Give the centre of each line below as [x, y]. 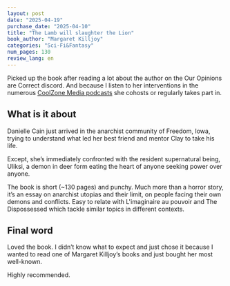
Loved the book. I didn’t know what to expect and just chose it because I [110, 247]
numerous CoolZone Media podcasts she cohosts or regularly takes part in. [115, 92]
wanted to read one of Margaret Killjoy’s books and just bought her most [110, 254]
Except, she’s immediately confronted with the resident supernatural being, [114, 159]
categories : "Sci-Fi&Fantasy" [51, 45]
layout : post [26, 13]
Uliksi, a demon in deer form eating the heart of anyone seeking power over [115, 166]
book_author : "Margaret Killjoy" [55, 39]
